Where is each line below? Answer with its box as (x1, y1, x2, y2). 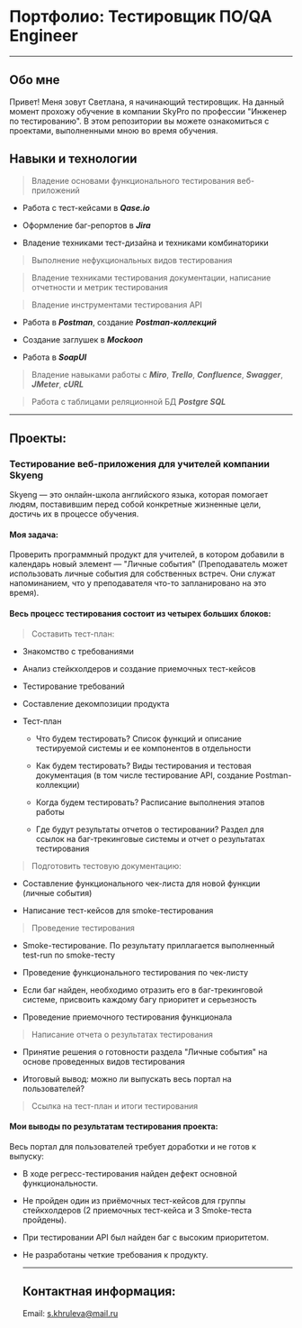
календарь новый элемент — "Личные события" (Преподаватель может (9, 559, 289, 570)
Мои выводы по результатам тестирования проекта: (9, 1121, 218, 1132)
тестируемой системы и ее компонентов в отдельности (35, 742, 252, 754)
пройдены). (22, 1214, 67, 1225)
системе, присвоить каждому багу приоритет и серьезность (22, 994, 258, 1004)
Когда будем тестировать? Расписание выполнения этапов (35, 796, 265, 808)
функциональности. (22, 1177, 99, 1188)
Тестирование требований (22, 681, 126, 691)
